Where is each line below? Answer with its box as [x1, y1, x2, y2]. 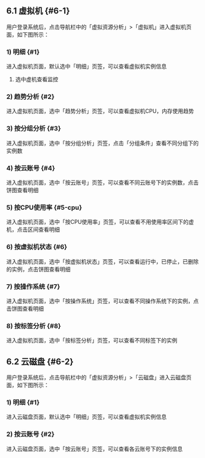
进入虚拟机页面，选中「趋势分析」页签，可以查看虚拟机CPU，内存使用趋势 [6, 108, 194, 115]
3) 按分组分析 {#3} [6, 124, 61, 133]
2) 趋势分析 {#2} [6, 92, 55, 101]
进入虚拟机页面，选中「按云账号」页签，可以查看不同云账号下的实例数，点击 [6, 179, 199, 186]
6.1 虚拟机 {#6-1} [6, 6, 70, 17]
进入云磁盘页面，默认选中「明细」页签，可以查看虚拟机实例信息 [6, 413, 167, 421]
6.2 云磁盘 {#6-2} [6, 356, 74, 367]
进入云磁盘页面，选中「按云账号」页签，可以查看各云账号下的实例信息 [6, 445, 183, 452]
